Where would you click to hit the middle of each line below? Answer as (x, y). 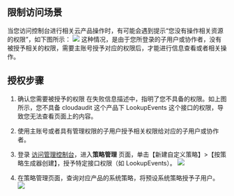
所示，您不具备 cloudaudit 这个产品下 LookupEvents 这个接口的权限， (117, 107)
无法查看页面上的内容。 (63, 116)
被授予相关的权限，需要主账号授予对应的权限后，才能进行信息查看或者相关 (114, 48)
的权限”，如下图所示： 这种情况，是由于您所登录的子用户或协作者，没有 (115, 39)
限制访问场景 (35, 13)
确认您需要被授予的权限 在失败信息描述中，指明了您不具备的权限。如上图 (122, 99)
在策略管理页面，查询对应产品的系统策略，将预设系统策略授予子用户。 (118, 178)
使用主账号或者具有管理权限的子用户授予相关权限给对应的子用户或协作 (118, 131)
